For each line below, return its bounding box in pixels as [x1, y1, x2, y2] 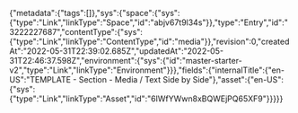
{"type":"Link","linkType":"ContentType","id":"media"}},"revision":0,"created [9, 36, 290, 47]
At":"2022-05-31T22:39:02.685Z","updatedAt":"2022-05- [9, 46, 224, 56]
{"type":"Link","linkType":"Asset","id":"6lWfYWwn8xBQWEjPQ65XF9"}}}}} [9, 93, 284, 104]
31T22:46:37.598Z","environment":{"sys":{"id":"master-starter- [9, 56, 242, 65]
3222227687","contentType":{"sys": [9, 27, 144, 37]
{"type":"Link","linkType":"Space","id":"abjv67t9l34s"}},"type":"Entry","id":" [9, 17, 289, 28]
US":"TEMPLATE [9, 74, 72, 84]
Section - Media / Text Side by [78, 74, 191, 84]
